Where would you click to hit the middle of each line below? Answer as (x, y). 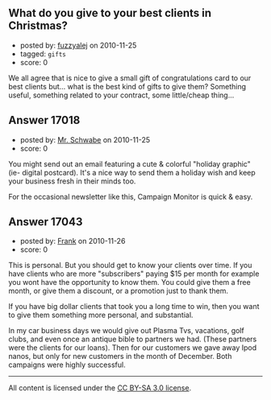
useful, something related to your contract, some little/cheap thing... (121, 95)
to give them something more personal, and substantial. (101, 315)
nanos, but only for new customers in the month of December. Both (120, 357)
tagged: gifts (43, 54)
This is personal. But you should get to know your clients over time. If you (130, 266)
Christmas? (38, 26)
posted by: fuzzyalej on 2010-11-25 (78, 45)
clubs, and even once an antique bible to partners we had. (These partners (133, 339)
